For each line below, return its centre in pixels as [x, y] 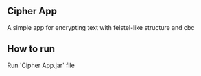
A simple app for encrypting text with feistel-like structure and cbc [101, 27]
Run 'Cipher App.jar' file [41, 65]
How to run [31, 49]
